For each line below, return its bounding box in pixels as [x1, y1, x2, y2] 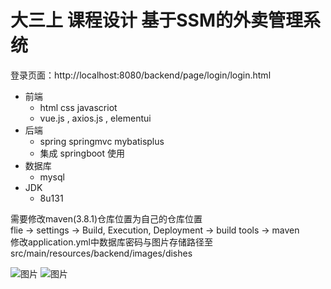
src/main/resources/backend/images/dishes [10, 247, 193, 259]
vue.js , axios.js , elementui [39, 112, 152, 124]
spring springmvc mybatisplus [39, 135, 165, 147]
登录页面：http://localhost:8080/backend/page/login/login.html [10, 69, 272, 81]
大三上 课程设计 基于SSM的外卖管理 [10, 9, 304, 32]
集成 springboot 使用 [39, 147, 126, 159]
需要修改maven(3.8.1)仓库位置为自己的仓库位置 [10, 212, 203, 225]
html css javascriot [39, 101, 118, 113]
